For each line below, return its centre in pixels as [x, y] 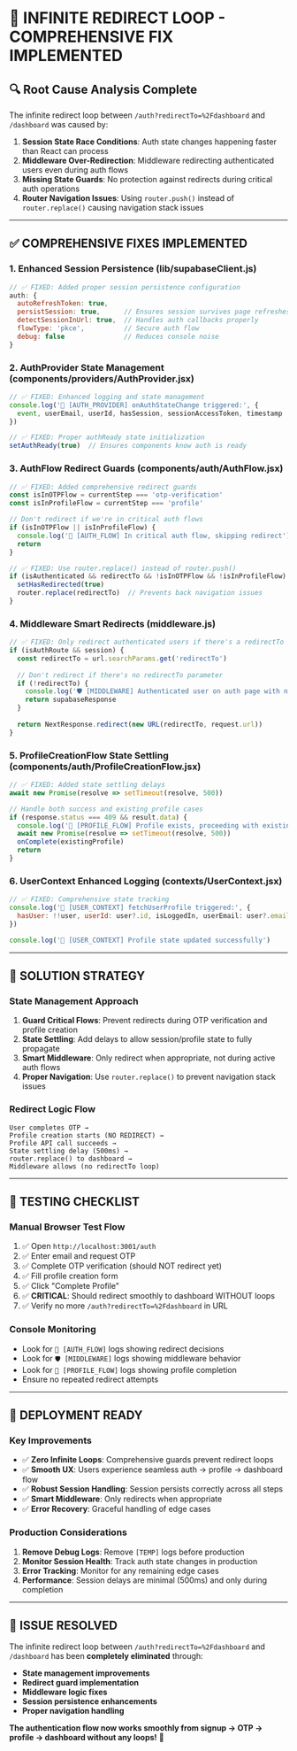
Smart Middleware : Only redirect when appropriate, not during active [148, 1058]
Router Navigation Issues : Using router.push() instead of [128, 198]
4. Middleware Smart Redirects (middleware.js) [113, 623]
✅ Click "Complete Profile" [71, 1286]
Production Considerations [69, 1532]
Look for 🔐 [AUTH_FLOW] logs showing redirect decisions [123, 1348]
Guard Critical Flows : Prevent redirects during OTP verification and [145, 1021]
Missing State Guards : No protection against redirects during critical [147, 179]
